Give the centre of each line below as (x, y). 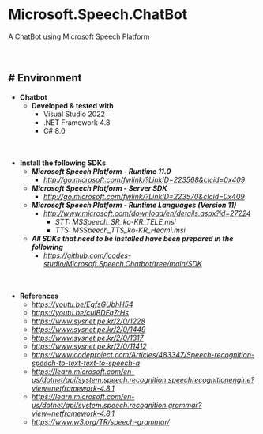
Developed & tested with (72, 105)
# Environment (45, 78)
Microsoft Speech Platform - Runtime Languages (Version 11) (134, 205)
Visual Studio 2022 (74, 114)
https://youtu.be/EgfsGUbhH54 (82, 304)
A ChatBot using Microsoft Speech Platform (79, 36)
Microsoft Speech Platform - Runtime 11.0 (101, 171)
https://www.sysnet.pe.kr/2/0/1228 (88, 321)
